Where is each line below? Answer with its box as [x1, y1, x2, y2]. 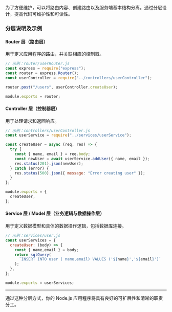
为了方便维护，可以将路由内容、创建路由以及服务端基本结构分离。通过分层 [5, 5, 162, 10]
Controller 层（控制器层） [5, 105, 60, 112]
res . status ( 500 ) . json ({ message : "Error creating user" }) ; [14, 170, 145, 175]
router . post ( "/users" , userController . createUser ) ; [5, 84, 118, 90]
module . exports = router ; [5, 94, 60, 99]
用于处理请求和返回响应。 [5, 118, 59, 124]
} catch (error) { [10, 166, 50, 171]
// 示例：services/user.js [5, 233, 60, 238]
